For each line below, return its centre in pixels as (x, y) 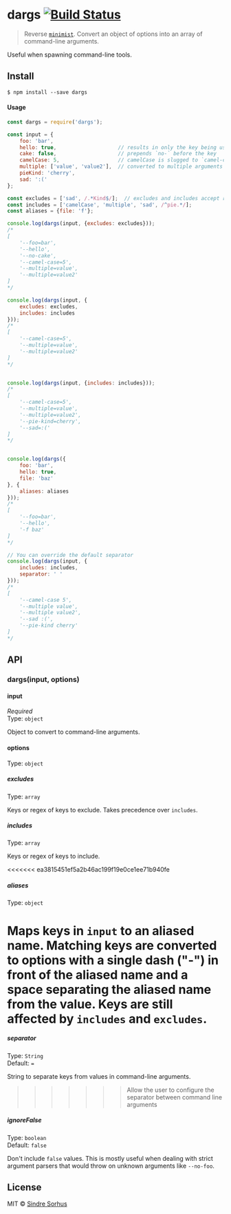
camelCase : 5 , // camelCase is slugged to (109, 160)
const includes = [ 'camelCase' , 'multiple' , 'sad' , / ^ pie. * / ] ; (100, 205)
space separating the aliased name (109, 989)
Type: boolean (27, 1137)
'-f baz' (32, 529)
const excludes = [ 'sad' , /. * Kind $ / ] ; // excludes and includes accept (113, 198)
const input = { (30, 135)
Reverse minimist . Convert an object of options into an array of (113, 34)
